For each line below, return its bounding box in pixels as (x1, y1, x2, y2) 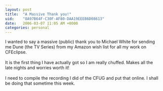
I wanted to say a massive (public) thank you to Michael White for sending (5, 39, 155, 45)
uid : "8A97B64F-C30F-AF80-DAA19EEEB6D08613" (5, 16, 105, 21)
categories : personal (5, 25, 50, 30)
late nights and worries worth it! (5, 65, 69, 71)
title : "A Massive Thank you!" (5, 12, 71, 17)
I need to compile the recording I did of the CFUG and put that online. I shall (5, 75, 159, 81)
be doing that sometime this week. (5, 80, 75, 86)
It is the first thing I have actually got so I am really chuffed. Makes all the (5, 60, 153, 66)
